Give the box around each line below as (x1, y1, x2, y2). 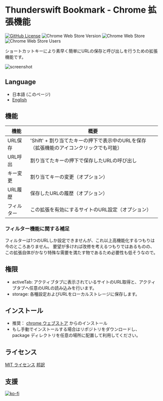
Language (5, 78, 36, 86)
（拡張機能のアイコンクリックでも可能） (30, 144, 123, 151)
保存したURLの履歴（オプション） (30, 190, 108, 196)
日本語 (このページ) (12, 91, 51, 97)
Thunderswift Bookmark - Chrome (5, 4, 147, 16)
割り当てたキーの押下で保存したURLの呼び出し (30, 157, 137, 164)
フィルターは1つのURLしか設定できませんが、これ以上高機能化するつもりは (5, 237, 155, 243)
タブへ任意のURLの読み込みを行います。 (16, 285, 97, 291)
